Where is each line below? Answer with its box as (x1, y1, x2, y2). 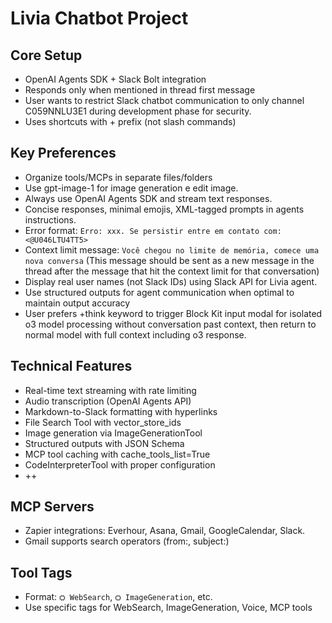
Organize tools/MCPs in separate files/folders (24, 171, 213, 183)
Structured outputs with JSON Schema (24, 437, 185, 449)
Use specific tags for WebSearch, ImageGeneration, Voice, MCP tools (24, 602, 313, 614)
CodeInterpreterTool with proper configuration (24, 458, 216, 471)
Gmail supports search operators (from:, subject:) (24, 535, 230, 547)
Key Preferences (10, 145, 117, 162)
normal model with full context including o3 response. (24, 328, 247, 341)
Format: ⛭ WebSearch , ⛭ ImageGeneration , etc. (24, 591, 213, 603)
